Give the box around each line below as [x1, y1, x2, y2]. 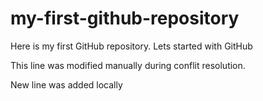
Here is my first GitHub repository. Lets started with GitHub [10, 40, 253, 52]
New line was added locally [10, 78, 123, 91]
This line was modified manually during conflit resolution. [10, 59, 246, 71]
